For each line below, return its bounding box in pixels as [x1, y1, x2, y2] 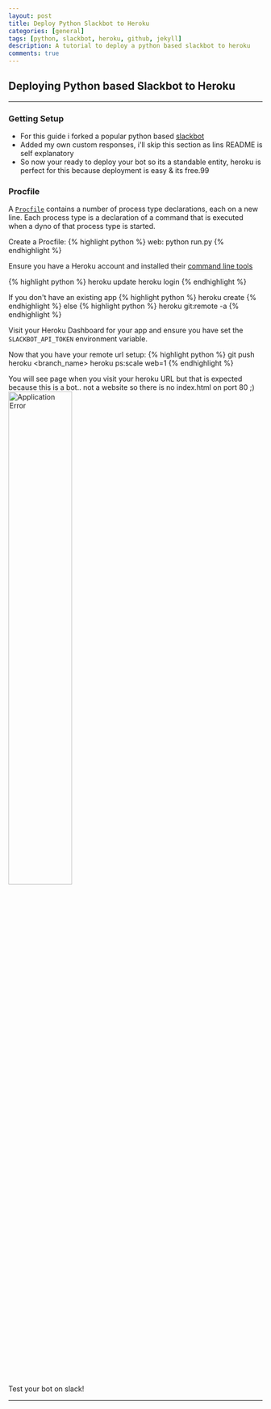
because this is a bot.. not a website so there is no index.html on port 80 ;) [8, 383, 256, 392]
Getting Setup [8, 112, 65, 124]
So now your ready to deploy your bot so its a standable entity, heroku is [19, 157, 261, 167]
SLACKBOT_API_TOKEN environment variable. [8, 334, 148, 344]
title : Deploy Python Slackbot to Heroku [8, 19, 150, 28]
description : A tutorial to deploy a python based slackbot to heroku [8, 42, 251, 50]
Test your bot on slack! [8, 1384, 85, 1394]
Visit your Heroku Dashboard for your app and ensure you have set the [8, 325, 244, 336]
